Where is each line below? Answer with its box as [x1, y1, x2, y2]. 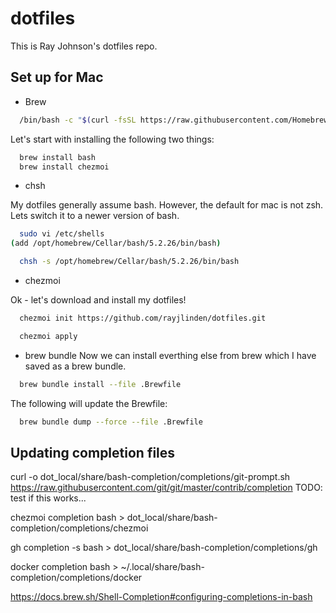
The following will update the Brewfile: [10, 397, 168, 409]
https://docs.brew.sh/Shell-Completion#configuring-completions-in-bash [10, 591, 313, 603]
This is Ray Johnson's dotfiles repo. [10, 40, 158, 52]
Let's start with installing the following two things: [10, 133, 215, 145]
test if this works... [10, 492, 87, 504]
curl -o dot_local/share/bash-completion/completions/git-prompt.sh [10, 471, 291, 483]
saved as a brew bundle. [24, 360, 127, 372]
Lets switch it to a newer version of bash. [10, 210, 180, 222]
